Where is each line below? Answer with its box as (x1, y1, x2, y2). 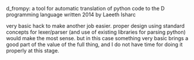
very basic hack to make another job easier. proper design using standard (6, 23, 185, 29)
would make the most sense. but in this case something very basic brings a (6, 35, 189, 41)
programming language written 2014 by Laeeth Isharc (6, 11, 136, 18)
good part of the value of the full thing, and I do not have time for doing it (6, 41, 183, 48)
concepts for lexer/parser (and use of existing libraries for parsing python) (6, 29, 186, 36)
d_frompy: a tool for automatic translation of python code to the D (6, 5, 165, 12)
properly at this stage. (6, 47, 60, 54)
